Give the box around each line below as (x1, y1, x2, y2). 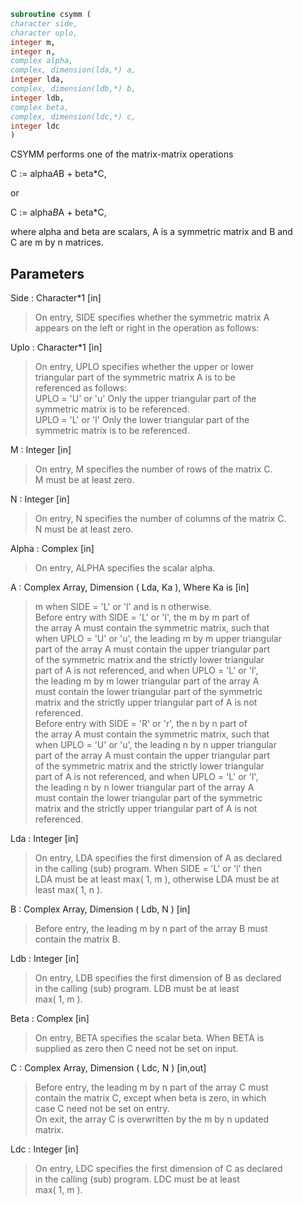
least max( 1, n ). (34, 884, 103, 896)
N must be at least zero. (34, 523, 134, 535)
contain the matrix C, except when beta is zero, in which (34, 1092, 267, 1104)
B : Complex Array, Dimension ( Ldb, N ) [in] (10, 903, 191, 915)
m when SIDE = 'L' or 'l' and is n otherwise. (34, 601, 212, 613)
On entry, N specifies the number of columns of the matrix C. (34, 513, 287, 525)
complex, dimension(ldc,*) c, (10, 111, 137, 122)
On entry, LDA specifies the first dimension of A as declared (34, 852, 282, 864)
